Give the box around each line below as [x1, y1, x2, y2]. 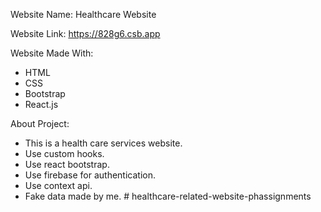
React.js [24, 99, 59, 110]
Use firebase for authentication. [24, 169, 156, 181]
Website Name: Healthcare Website [10, 9, 157, 20]
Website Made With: [10, 47, 94, 59]
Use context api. [24, 180, 93, 191]
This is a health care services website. [24, 137, 183, 149]
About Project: [10, 118, 70, 129]
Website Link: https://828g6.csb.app [10, 28, 161, 39]
